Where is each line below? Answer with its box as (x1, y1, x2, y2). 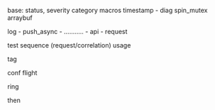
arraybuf (7, 13, 33, 22)
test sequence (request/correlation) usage (7, 41, 131, 49)
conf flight (7, 69, 38, 77)
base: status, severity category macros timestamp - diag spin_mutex (7, 6, 208, 14)
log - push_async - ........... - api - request (7, 28, 128, 35)
